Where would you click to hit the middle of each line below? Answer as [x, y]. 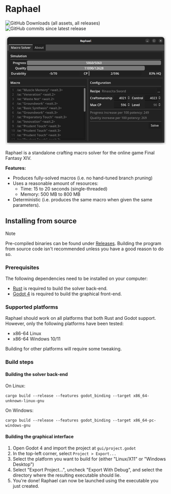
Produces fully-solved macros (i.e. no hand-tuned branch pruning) [83, 178]
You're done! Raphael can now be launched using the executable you [86, 480]
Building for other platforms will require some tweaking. [64, 349]
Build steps [20, 362]
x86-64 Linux [27, 334]
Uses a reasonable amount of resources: [55, 183]
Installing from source [41, 221]
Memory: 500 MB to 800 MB [50, 194]
